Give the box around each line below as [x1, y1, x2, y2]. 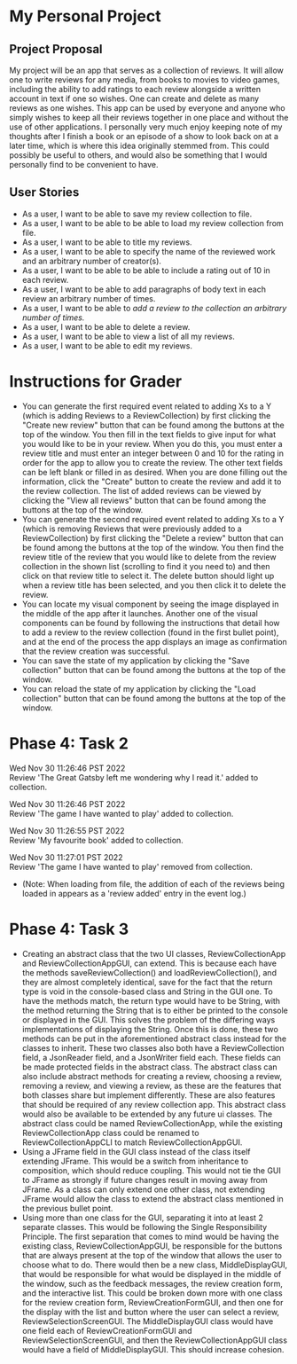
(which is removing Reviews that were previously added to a [21, 523, 242, 534]
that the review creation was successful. [21, 646, 170, 656]
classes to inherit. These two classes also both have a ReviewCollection [21, 1042, 285, 1053]
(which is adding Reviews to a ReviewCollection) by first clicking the [21, 410, 271, 420]
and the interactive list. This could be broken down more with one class [21, 1288, 283, 1298]
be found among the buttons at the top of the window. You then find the [21, 542, 284, 553]
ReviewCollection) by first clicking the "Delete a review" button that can [21, 532, 284, 543]
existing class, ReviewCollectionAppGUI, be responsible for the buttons [21, 1240, 283, 1251]
